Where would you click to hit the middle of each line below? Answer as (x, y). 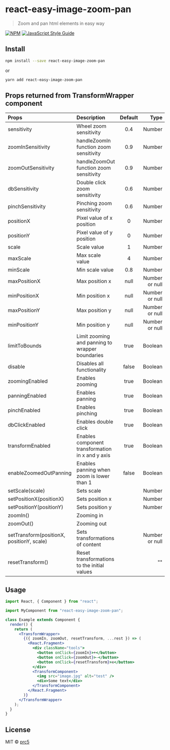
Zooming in (90, 516)
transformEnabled (29, 446)
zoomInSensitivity (29, 147)
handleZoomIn (94, 141)
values (84, 572)
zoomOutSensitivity (31, 168)
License (18, 729)
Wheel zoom (92, 126)
